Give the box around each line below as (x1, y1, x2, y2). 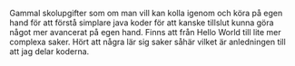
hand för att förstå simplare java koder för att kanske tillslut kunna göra (9, 17, 274, 28)
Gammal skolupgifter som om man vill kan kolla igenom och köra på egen (9, 8, 283, 18)
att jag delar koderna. (9, 46, 90, 57)
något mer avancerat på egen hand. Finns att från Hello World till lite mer (9, 27, 281, 37)
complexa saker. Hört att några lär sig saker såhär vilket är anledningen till (9, 36, 286, 47)
